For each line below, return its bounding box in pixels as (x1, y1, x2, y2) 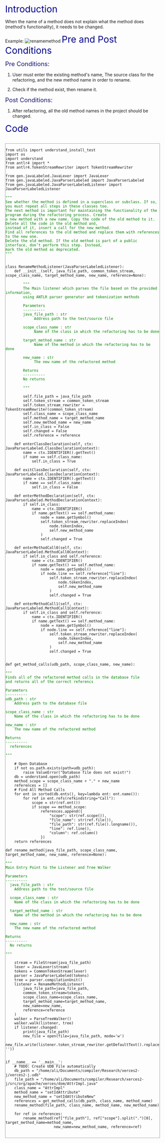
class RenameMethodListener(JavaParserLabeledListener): (5, 264, 124, 269)
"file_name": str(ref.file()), (49, 817, 113, 822)
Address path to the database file (14, 701, 87, 706)
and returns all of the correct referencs (5, 679, 94, 684)
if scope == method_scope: (31, 805, 87, 810)
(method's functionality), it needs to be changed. (5, 24, 104, 30)
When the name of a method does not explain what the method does (5, 19, 144, 24)
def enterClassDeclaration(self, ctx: (14, 442, 94, 447)
